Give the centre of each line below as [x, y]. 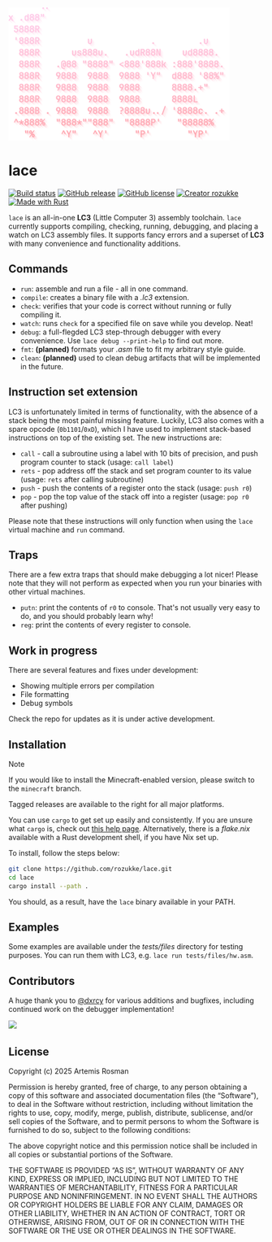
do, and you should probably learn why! [86, 617]
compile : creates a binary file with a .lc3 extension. [104, 297]
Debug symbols [46, 704]
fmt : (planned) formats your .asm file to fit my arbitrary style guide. [133, 349]
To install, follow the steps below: [64, 853]
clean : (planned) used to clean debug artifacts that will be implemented [140, 358]
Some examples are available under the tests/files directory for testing [126, 947]
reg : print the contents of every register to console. [106, 625]
